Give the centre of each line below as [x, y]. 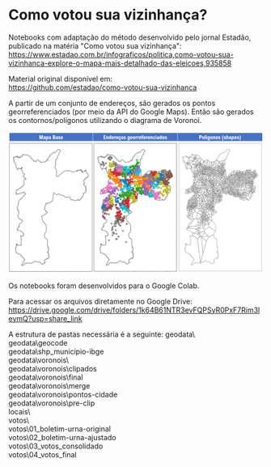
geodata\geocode [38, 342]
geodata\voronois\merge [49, 385]
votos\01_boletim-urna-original [60, 429]
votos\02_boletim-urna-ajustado [62, 437]
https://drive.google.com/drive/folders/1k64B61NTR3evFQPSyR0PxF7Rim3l [134, 310]
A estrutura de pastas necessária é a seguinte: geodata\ [102, 334]
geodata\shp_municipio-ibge [56, 351]
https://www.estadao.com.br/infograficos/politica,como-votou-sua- [121, 54]
